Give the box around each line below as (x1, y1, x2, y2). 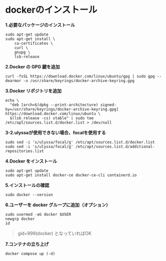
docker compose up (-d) (5, 251, 56, 256)
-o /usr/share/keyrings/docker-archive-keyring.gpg (23, 78, 135, 83)
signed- (100, 102, 116, 107)
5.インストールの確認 (5, 182, 50, 188)
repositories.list (5, 148, 44, 154)
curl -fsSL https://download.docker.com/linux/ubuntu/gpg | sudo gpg (5, 73, 155, 79)
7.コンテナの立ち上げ (5, 241, 49, 247)
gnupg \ (14, 50, 30, 55)
